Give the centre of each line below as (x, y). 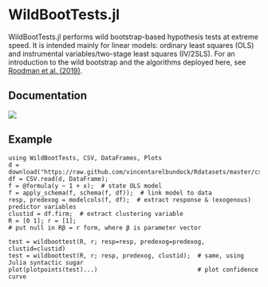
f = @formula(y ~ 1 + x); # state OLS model (85, 186)
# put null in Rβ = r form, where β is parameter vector (105, 228)
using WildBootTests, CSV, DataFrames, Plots (85, 158)
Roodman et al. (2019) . (45, 70)
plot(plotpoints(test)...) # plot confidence (134, 269)
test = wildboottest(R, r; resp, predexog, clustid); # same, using (126, 256)
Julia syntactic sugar (46, 262)
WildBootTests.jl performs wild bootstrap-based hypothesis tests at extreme (134, 37)
